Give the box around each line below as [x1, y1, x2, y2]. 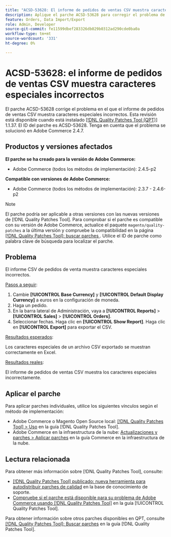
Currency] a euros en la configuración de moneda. [12, 297, 120, 303]
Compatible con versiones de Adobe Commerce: [5, 176, 110, 182]
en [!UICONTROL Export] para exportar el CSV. [12, 324, 112, 330]
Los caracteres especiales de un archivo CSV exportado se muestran [5, 344, 151, 350]
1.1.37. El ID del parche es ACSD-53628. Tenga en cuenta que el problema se [5, 122, 166, 128]
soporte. [12, 489, 31, 495]
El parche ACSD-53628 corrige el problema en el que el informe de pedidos [5, 106, 164, 112]
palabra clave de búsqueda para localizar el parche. [5, 238, 115, 244]
